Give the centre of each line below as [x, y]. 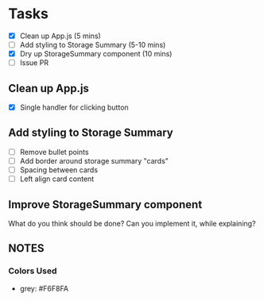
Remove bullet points [54, 152]
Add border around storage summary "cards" [94, 160]
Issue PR [34, 63]
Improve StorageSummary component [105, 205]
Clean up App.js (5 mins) [60, 36]
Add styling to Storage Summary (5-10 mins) [93, 45]
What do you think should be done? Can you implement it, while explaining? [132, 223]
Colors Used [33, 271]
